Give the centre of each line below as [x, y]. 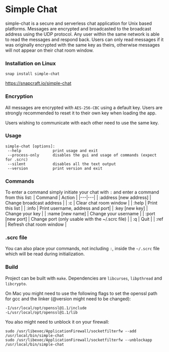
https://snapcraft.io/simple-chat [38, 83]
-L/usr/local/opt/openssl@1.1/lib [42, 312]
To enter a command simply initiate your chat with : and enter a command [82, 192]
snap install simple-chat [32, 74]
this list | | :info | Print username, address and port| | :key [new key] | [76, 208]
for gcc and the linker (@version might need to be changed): [68, 299]
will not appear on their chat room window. [50, 50]
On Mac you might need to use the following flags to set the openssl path [81, 293]
